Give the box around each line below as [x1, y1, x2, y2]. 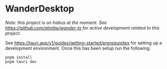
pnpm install [5, 54, 32, 60]
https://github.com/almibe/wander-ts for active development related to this [5, 24, 160, 30]
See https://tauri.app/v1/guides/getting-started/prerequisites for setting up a [5, 39, 162, 45]
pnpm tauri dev [5, 59, 37, 64]
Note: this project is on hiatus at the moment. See [5, 19, 107, 25]
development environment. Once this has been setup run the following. [5, 45, 151, 51]
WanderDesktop [5, 3, 74, 14]
